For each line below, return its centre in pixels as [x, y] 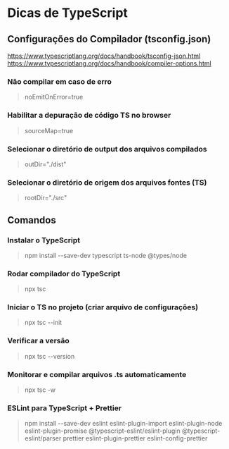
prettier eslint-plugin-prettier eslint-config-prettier [135, 438]
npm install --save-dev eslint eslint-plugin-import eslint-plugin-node [123, 424]
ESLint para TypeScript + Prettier [64, 408]
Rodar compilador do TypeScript [64, 273]
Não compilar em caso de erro [60, 81]
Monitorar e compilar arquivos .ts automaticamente [97, 374]
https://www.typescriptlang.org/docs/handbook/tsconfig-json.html [104, 56]
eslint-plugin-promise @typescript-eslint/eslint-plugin [102, 431]
